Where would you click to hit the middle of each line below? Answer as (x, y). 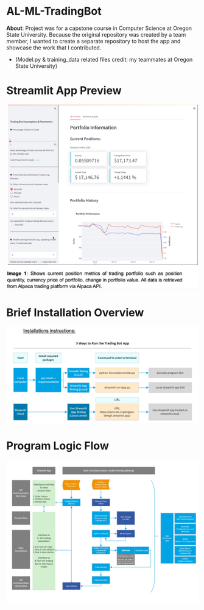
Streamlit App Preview (64, 91)
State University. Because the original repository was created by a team (96, 34)
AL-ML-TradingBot (54, 11)
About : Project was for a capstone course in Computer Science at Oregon (99, 28)
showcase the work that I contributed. (54, 48)
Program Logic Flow (58, 445)
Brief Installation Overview (75, 313)
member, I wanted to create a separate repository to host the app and (93, 41)
